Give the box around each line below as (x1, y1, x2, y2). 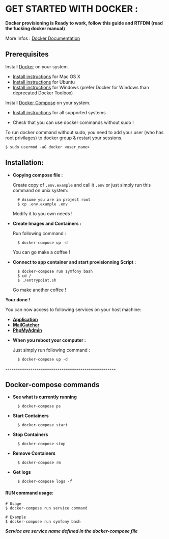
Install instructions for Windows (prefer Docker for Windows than (12, 84, 149, 90)
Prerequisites (5, 50, 49, 59)
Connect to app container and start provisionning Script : (12, 259, 136, 265)
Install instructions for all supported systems (12, 109, 106, 115)
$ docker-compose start (17, 423, 68, 428)
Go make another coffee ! (12, 287, 67, 293)
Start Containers (12, 413, 49, 419)
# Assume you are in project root (17, 197, 91, 202)
